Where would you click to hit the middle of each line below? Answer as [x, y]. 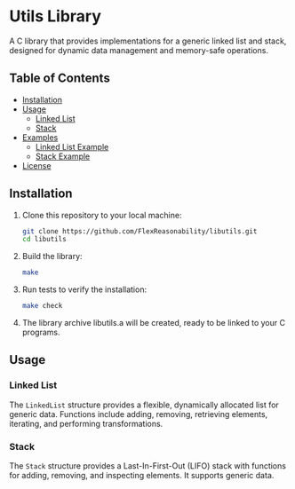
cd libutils [44, 240]
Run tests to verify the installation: [84, 289]
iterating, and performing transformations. [86, 423]
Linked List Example [72, 146]
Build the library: [52, 256]
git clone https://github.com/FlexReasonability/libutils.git [140, 231]
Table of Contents [60, 79]
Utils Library [56, 16]
